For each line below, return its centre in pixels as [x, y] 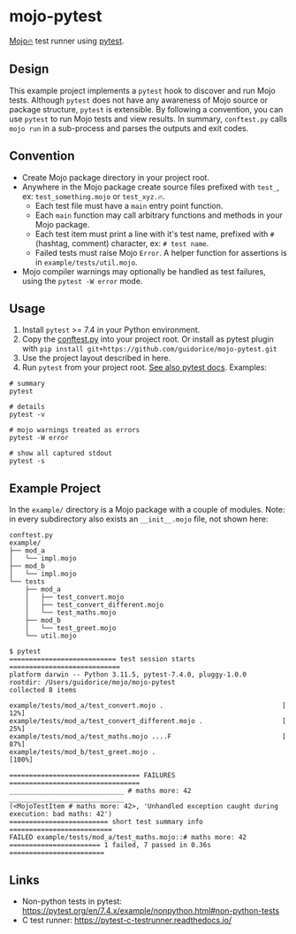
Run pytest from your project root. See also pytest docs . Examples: [144, 367]
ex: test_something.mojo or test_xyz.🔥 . [94, 196]
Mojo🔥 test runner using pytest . [67, 41]
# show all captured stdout [61, 453]
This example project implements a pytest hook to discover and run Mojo [142, 90]
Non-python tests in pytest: [72, 901]
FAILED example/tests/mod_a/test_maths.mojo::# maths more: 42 [128, 838]
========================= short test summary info [106, 822]
